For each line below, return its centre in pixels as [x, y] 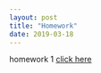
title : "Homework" [43, 26]
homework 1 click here [50, 60]
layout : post [34, 17]
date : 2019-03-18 [42, 34]
